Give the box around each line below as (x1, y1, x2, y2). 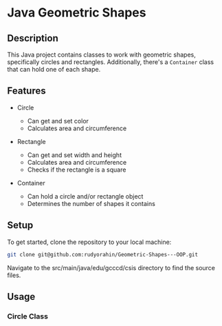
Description (7, 32, 58, 44)
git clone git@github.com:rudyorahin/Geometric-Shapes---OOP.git (7, 251, 198, 258)
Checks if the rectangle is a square (27, 165, 126, 174)
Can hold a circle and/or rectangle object (27, 192, 144, 201)
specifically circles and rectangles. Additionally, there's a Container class (7, 58, 214, 66)
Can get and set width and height (27, 150, 122, 159)
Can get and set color (27, 116, 89, 125)
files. (7, 271, 21, 279)
